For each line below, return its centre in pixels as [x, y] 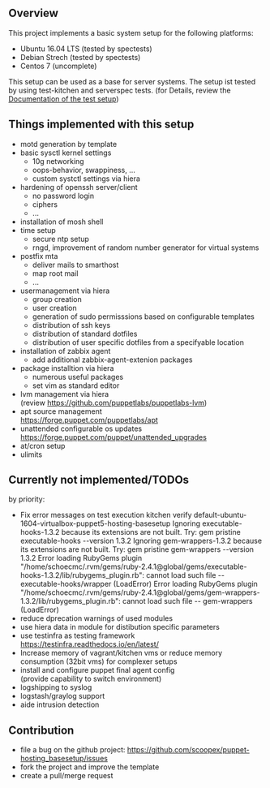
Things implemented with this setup [101, 125]
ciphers [45, 204]
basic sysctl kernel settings [66, 153]
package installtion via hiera [67, 368]
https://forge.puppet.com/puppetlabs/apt [89, 420]
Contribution [41, 730]
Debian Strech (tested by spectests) [80, 57]
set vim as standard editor [76, 385]
